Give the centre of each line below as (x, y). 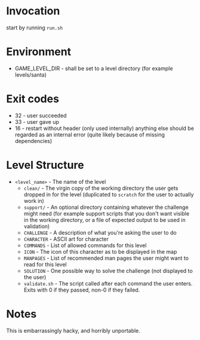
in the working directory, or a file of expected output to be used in (105, 220)
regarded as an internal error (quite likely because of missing (90, 134)
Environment (39, 52)
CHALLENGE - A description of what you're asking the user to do (100, 232)
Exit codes (33, 99)
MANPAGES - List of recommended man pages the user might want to (106, 258)
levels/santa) (30, 75)
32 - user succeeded (41, 116)
